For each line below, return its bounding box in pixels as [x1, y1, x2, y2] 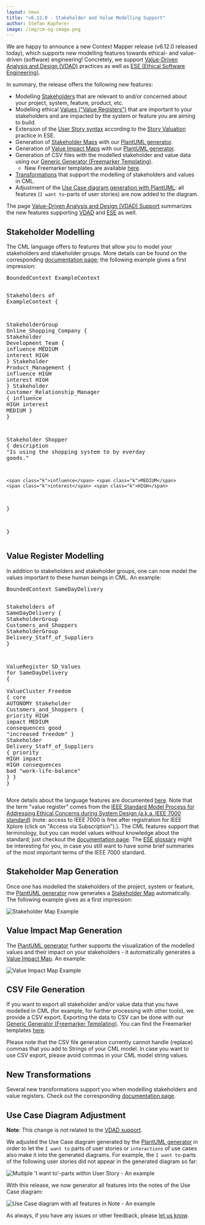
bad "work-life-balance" [6, 767, 81, 774]
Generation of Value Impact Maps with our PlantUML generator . [15, 145, 176, 152]
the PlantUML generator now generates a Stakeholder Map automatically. [6, 889, 192, 896]
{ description [6, 442, 49, 450]
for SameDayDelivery [6, 669, 69, 676]
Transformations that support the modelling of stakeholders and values [15, 171, 195, 179]
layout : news [6, 9, 40, 15]
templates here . [6, 1027, 46, 1034]
